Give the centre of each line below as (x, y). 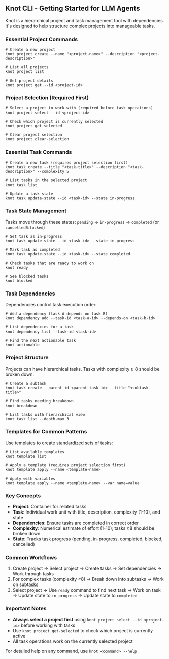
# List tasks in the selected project (46, 180)
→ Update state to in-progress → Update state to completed (75, 596)
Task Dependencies (30, 294)
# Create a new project (30, 50)
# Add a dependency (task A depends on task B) (57, 314)
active (19, 636)
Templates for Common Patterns (46, 431)
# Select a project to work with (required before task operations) (79, 108)
